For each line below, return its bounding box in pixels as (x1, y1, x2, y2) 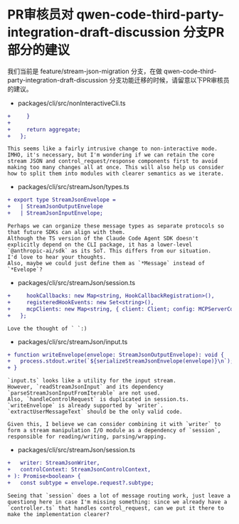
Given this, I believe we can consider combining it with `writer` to (7, 421, 221, 428)
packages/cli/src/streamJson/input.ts (17, 337, 128, 346)
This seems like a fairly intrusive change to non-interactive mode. (7, 145, 218, 153)
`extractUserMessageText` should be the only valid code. (7, 408, 183, 416)
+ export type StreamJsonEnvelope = (7, 196, 116, 203)
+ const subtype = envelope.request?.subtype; (7, 479, 154, 486)
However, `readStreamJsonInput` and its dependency (7, 383, 164, 391)
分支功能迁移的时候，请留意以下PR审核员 (109, 75, 230, 84)
